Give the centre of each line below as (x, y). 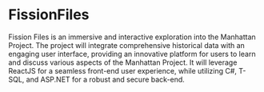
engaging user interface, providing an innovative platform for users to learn (132, 54)
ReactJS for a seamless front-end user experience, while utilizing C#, (123, 70)
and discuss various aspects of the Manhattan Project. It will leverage (123, 62)
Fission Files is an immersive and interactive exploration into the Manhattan (132, 37)
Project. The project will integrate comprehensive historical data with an (127, 45)
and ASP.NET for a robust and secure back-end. (106, 79)
